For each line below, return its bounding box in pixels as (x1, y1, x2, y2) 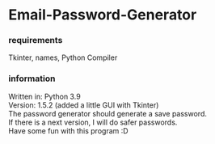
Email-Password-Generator (8, 6, 197, 24)
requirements (8, 35, 63, 46)
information (8, 73, 56, 84)
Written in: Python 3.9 (8, 91, 81, 101)
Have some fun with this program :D (8, 125, 129, 135)
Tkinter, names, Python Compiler (8, 53, 118, 62)
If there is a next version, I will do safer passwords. (8, 117, 178, 127)
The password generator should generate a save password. (8, 108, 208, 118)
